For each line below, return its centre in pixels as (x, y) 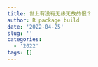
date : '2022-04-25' (36, 27)
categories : (24, 40)
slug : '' (20, 33)
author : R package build (43, 20)
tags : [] (20, 53)
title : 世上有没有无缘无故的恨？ (50, 14)
